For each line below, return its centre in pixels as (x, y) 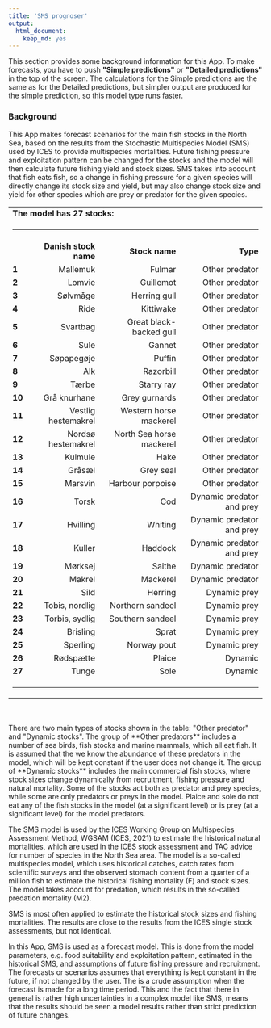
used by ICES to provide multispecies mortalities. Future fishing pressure (129, 151)
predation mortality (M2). (50, 898)
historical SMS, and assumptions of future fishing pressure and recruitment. (134, 963)
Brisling (81, 631)
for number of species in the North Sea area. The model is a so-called (124, 855)
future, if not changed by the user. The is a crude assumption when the (126, 980)
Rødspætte (74, 657)
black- (163, 321)
